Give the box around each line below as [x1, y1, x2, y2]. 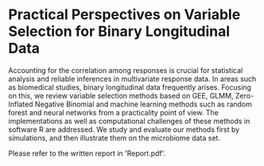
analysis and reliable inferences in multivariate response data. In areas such [8, 74, 257, 83]
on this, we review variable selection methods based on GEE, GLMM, [8, 91, 234, 100]
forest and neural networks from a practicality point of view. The [8, 107, 219, 117]
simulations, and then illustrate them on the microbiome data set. [8, 133, 221, 142]
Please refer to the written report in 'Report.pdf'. [8, 149, 166, 158]
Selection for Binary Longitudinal [8, 22, 231, 41]
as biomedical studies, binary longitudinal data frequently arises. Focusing [8, 82, 252, 92]
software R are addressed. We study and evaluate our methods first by [8, 125, 240, 134]
